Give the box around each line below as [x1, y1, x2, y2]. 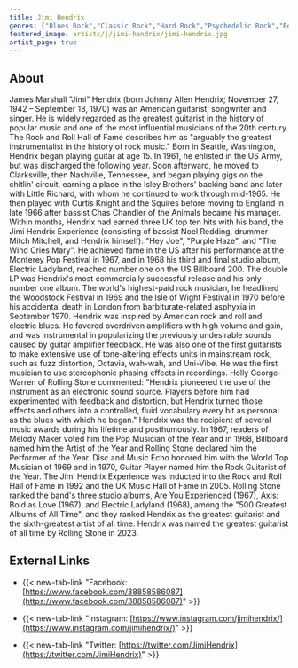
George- [250, 367, 282, 378]
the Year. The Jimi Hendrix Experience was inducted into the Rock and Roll [9, 471, 282, 482]
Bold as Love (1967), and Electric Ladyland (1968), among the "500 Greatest [9, 499, 287, 510]
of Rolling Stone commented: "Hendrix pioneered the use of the [37, 377, 271, 388]
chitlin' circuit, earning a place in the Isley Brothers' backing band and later [9, 179, 283, 190]
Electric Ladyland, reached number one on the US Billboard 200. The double [9, 263, 288, 275]
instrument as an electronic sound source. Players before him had [9, 387, 250, 397]
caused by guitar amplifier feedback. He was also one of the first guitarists [9, 339, 282, 350]
